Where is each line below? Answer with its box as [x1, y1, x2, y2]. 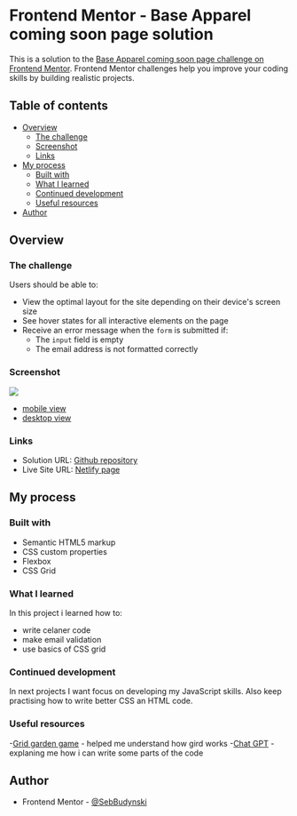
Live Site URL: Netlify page [21, 464, 121, 476]
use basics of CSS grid [21, 644, 106, 654]
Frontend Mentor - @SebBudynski [21, 796, 148, 807]
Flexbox [21, 556, 51, 566]
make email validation [21, 635, 102, 645]
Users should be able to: [9, 279, 99, 290]
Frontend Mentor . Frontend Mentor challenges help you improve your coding [9, 63, 289, 74]
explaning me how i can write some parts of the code [9, 748, 204, 758]
